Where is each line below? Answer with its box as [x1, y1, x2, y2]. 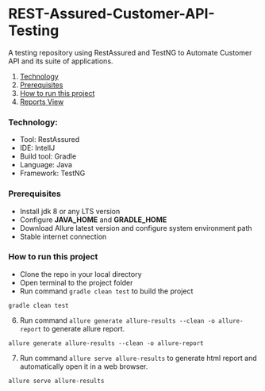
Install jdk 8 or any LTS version [19, 206, 121, 216]
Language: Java [19, 160, 73, 170]
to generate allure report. [43, 324, 125, 333]
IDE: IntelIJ [19, 144, 56, 153]
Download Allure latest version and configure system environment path [19, 223, 252, 232]
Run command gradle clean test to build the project [19, 286, 194, 296]
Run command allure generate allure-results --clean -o [19, 315, 216, 325]
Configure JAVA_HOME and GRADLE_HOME [19, 215, 167, 224]
